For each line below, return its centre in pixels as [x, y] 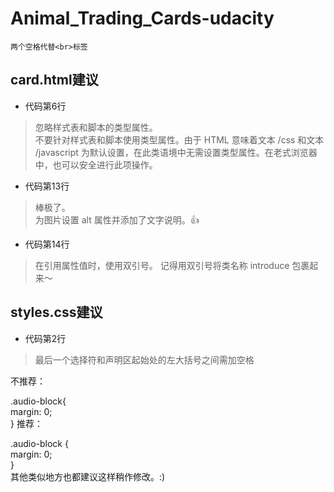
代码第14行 [47, 244]
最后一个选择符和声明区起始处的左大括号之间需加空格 [144, 359]
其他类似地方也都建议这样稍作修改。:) [88, 476]
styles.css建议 [56, 312]
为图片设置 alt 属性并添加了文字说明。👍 [117, 219]
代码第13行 [47, 186]
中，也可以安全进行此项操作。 [96, 164]
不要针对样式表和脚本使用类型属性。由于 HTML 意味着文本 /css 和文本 [179, 139]
